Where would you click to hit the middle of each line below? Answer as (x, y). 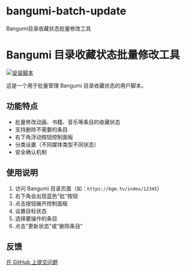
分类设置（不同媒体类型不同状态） (57, 144)
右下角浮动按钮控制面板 (44, 137)
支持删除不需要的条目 (41, 129)
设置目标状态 (31, 211)
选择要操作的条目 (36, 218)
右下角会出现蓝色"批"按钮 (46, 196)
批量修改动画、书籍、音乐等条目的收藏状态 (67, 122)
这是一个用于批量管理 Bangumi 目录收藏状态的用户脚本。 (76, 85)
